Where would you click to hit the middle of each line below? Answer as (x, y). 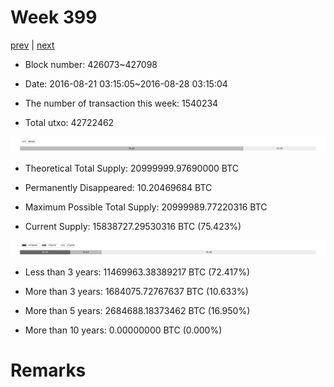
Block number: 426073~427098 (91, 64)
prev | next (32, 45)
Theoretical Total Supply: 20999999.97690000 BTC (132, 168)
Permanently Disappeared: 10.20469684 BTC (118, 188)
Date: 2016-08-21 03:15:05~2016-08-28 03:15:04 (126, 83)
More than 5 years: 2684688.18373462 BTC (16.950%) (137, 311)
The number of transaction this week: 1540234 (121, 103)
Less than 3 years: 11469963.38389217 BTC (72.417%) (137, 272)
